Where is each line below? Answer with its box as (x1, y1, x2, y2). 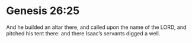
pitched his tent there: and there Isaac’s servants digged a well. (6, 29, 161, 37)
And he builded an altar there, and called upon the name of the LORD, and (6, 24, 187, 31)
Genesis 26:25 (6, 4, 80, 18)
